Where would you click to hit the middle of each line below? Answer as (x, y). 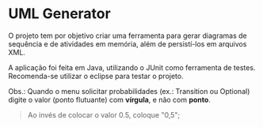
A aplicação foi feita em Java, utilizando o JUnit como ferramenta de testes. (132, 67)
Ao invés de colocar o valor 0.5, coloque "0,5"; (104, 114)
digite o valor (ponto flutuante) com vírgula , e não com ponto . (110, 99)
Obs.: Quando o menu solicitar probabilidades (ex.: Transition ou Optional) (129, 91)
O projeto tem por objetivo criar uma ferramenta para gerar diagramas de (128, 35)
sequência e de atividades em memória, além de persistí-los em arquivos (128, 43)
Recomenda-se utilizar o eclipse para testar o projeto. (96, 76)
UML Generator (59, 14)
